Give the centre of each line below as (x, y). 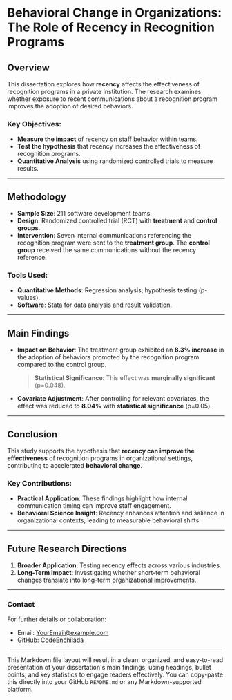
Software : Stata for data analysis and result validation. (95, 305)
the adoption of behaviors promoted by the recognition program (108, 357)
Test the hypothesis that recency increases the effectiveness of (109, 146)
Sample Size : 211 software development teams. (84, 214)
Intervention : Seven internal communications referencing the (104, 236)
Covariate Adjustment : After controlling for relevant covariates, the (113, 399)
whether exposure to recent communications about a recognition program (112, 99)
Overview (29, 67)
